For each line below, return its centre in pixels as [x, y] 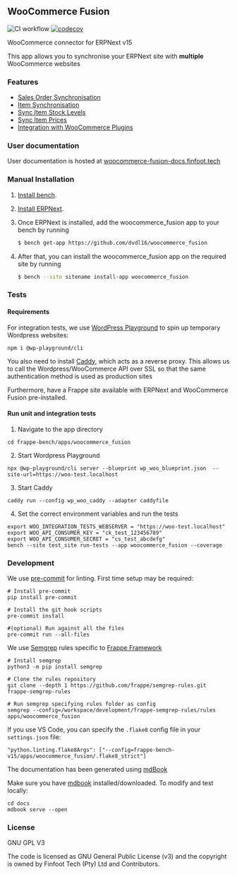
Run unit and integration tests [52, 414]
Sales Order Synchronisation [59, 98]
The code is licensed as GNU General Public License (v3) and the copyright [117, 857]
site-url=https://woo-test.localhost [63, 474]
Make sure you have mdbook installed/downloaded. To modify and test [110, 783]
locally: [18, 791]
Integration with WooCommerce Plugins [75, 127]
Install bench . [37, 195]
